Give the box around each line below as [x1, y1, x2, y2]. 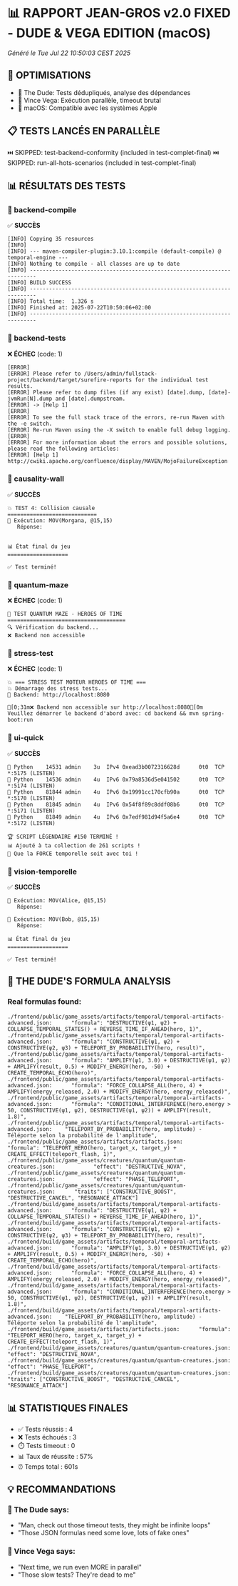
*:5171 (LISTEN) [7, 807, 56, 814]
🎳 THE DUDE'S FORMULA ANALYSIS [7, 975, 171, 987]
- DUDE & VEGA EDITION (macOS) [7, 25, 212, 41]
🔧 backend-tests [7, 333, 66, 343]
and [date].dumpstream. [55, 395, 126, 402]
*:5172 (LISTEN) [7, 819, 56, 827]
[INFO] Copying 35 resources [7, 236, 94, 243]
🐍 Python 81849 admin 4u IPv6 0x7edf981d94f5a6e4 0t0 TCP [7, 813, 224, 821]
